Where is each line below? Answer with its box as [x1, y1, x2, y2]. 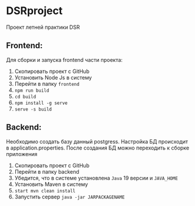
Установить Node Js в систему [14, 74, 92, 81]
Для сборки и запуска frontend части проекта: [6, 56, 123, 63]
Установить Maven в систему [14, 181, 88, 188]
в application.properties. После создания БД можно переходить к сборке [6, 144, 190, 151]
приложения [6, 150, 38, 157]
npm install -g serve [14, 100, 68, 106]
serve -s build [14, 106, 52, 112]
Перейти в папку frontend [14, 80, 80, 87]
